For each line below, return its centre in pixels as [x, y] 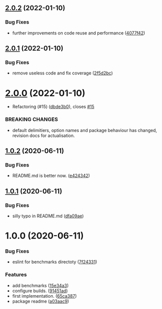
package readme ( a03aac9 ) [40, 301]
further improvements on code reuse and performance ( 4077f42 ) [79, 33]
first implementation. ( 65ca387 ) [44, 296]
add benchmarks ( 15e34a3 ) [40, 285]
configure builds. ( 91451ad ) [40, 291]
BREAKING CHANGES [32, 119]
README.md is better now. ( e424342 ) [51, 176]
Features [16, 275]
